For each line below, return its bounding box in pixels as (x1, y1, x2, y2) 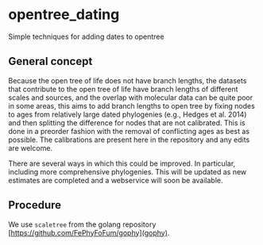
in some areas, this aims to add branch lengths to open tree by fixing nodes (8, 101, 256, 110)
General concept (8, 55, 93, 68)
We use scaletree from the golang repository (8, 220, 157, 229)
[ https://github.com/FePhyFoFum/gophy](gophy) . (8, 228, 170, 237)
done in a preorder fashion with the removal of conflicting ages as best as (8, 126, 250, 136)
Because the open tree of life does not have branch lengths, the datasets (8, 75, 247, 85)
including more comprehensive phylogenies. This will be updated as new (8, 167, 247, 176)
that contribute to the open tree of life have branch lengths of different (8, 84, 238, 94)
